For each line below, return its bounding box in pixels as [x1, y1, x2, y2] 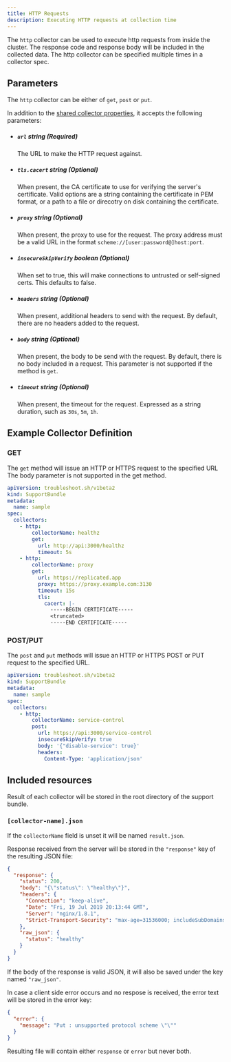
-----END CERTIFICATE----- [50, 619, 128, 627]
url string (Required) [16, 132, 78, 140]
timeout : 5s [37, 549, 72, 555]
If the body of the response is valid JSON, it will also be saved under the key [7, 967, 223, 976]
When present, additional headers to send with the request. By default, [16, 312, 218, 320]
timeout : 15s [37, 587, 76, 594]
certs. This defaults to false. [16, 279, 97, 287]
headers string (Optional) [16, 294, 89, 302]
